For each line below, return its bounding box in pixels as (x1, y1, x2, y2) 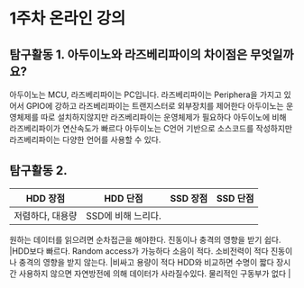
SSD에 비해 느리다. (85, 209, 161, 221)
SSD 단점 (216, 192, 254, 204)
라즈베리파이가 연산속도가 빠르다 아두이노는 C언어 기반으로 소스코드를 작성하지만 (9, 123, 293, 133)
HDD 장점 (25, 192, 66, 204)
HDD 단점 (103, 192, 143, 204)
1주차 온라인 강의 (9, 8, 126, 29)
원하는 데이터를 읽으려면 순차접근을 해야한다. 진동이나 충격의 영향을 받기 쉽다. (9, 234, 281, 245)
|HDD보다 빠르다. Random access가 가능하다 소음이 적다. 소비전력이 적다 (9, 245, 269, 256)
